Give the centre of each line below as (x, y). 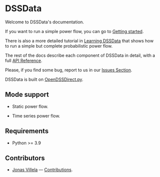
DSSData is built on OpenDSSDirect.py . (44, 79)
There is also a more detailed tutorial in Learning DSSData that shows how (80, 41)
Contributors (25, 158)
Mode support (27, 95)
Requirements (27, 131)
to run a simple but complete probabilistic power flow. (59, 46)
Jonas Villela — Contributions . (42, 170)
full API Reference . (24, 60)
